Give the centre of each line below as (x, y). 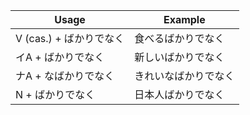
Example (184, 19)
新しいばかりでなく (179, 57)
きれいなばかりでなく (184, 76)
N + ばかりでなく (55, 94)
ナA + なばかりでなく (65, 76)
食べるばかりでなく (179, 38)
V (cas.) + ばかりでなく (70, 38)
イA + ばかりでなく (60, 57)
